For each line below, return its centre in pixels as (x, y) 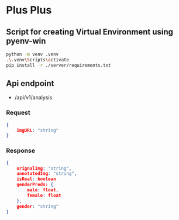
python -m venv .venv (32, 54)
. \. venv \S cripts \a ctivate (37, 60)
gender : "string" (38, 206)
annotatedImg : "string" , (47, 174)
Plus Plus (29, 10)
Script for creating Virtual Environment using (90, 32)
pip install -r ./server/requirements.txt (58, 65)
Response (20, 151)
